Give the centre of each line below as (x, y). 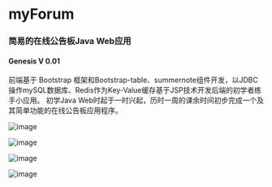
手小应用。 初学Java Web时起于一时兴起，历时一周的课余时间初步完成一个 (133, 100)
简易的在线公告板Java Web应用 (70, 41)
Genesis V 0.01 (35, 61)
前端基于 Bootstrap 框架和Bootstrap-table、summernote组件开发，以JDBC (133, 80)
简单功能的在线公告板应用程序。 (69, 111)
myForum (41, 14)
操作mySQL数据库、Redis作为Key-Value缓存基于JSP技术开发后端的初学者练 (135, 90)
